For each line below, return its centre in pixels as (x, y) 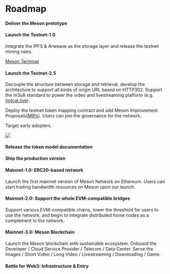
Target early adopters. (29, 126)
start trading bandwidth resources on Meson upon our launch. (70, 187)
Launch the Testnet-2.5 (31, 73)
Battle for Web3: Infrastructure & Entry (47, 266)
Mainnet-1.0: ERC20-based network (44, 170)
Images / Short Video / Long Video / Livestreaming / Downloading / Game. (83, 254)
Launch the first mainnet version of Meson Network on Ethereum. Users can (85, 181)
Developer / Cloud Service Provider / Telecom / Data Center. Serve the (79, 249)
